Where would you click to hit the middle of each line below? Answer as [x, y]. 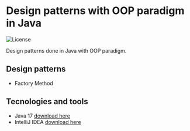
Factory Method [34, 83]
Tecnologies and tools [47, 101]
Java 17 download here [42, 116]
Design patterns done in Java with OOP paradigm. [66, 50]
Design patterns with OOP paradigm [95, 11]
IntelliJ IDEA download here [48, 122]
